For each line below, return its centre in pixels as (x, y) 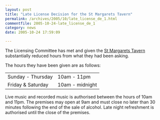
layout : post (18, 10)
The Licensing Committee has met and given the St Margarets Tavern (75, 50)
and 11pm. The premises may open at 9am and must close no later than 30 (80, 102)
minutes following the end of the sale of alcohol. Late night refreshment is (80, 107)
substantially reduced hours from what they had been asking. (67, 56)
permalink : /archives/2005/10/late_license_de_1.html (61, 19)
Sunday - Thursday (30, 77)
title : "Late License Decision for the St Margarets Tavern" (69, 14)
